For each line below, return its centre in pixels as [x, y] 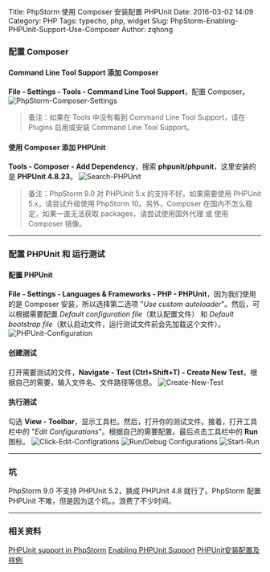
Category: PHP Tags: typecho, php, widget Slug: [88, 21]
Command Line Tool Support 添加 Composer [84, 72]
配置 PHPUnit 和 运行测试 [57, 254]
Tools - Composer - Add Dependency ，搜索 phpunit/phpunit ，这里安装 [129, 166]
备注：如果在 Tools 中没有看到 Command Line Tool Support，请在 [137, 117]
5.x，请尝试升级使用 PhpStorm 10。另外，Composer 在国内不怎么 [137, 204]
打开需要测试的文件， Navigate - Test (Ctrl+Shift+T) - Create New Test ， [129, 372]
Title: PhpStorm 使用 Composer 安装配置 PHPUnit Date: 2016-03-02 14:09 [131, 12]
